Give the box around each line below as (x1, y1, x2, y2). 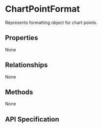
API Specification (5, 115, 60, 123)
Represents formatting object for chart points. (5, 20, 98, 25)
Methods (5, 88, 33, 96)
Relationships (5, 61, 48, 69)
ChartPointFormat (5, 3, 80, 15)
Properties (5, 34, 38, 42)
